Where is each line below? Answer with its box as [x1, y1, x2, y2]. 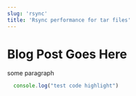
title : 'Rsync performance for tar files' [7, 17, 131, 23]
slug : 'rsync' [7, 10, 48, 17]
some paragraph [7, 69, 55, 77]
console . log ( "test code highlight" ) [13, 82, 119, 90]
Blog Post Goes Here [7, 46, 128, 62]
